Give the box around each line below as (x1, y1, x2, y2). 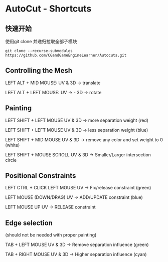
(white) (5, 142, 20, 148)
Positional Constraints (5, 171, 76, 180)
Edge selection (5, 218, 53, 227)
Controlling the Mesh (5, 66, 73, 75)
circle (5, 157, 17, 163)
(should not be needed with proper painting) (5, 232, 97, 238)
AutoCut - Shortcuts (5, 3, 92, 15)
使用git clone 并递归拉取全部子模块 (5, 39, 77, 44)
